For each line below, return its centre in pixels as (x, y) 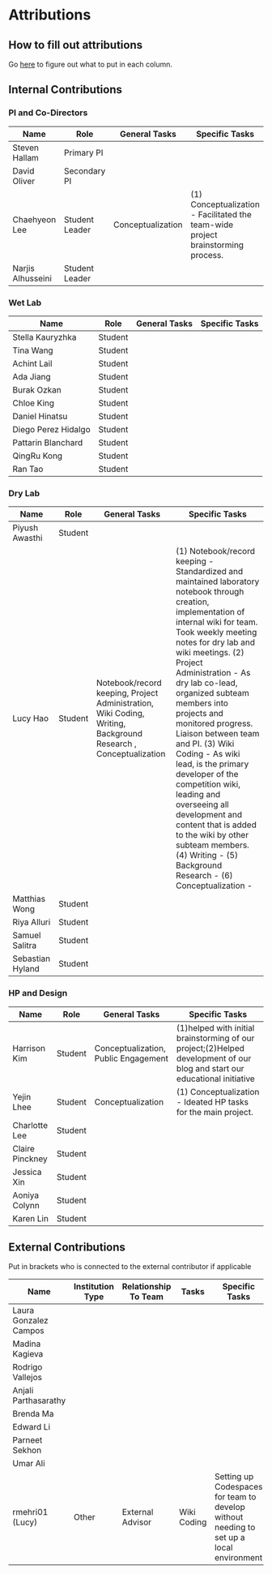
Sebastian (32, 959)
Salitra (25, 946)
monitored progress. (214, 723)
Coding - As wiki (208, 754)
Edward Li (32, 1427)
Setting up (234, 1477)
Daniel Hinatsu (40, 416)
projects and (200, 714)
